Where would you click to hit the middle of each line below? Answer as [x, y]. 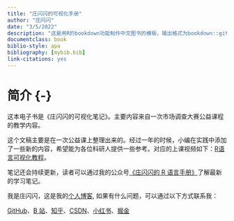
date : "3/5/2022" [32, 26]
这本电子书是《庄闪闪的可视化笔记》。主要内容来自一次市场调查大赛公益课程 [116, 116]
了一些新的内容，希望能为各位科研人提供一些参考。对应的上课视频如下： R [113, 148]
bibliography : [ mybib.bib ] [46, 53]
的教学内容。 [25, 125]
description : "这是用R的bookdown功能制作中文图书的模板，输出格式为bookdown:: [113, 33]
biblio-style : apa [34, 46]
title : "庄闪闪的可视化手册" [45, 14]
